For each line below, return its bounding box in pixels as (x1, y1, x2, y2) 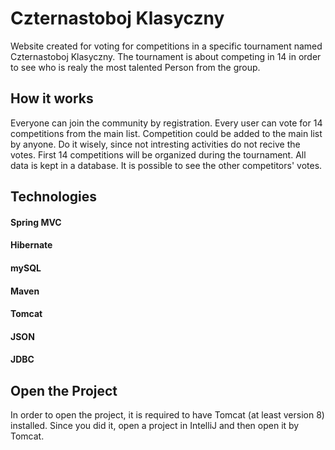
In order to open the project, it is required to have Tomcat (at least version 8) (10, 409, 325, 421)
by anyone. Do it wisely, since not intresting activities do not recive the (10, 138, 301, 150)
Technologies (10, 188, 98, 206)
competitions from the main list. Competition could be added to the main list (10, 127, 323, 139)
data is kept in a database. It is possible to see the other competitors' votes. (10, 159, 323, 171)
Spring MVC (10, 216, 62, 228)
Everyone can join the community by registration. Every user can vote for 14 (10, 117, 323, 129)
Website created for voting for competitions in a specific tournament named (10, 40, 323, 52)
